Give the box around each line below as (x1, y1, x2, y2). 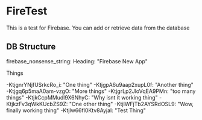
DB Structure (6, 42, 56, 52)
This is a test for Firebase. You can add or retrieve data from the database (6, 24, 190, 31)
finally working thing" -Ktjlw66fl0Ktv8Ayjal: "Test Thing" (6, 107, 147, 114)
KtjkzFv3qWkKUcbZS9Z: (6, 100, 68, 107)
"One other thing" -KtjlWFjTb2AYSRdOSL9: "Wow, (69, 100, 194, 107)
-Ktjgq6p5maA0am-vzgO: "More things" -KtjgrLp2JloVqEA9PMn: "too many (6, 87, 196, 95)
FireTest (6, 4, 48, 18)
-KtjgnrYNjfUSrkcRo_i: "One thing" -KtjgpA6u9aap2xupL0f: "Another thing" (6, 81, 194, 88)
